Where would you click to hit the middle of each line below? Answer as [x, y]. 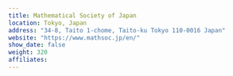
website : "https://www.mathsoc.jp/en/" [74, 38]
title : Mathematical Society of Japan [72, 15]
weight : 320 [28, 52]
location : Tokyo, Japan [48, 23]
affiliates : [28, 60]
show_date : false [37, 45]
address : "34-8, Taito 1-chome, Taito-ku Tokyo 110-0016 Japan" [117, 30]
